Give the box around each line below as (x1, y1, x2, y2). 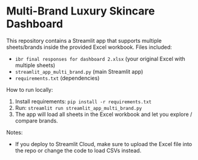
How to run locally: (6, 86, 53, 93)
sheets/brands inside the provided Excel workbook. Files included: (6, 43, 173, 51)
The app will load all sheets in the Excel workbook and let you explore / (15, 110, 193, 118)
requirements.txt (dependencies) (15, 74, 100, 82)
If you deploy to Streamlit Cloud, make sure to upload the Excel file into (15, 140, 193, 147)
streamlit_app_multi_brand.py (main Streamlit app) (15, 68, 144, 75)
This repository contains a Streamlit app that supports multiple (6, 37, 162, 44)
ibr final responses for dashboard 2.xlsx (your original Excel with (15, 55, 186, 62)
